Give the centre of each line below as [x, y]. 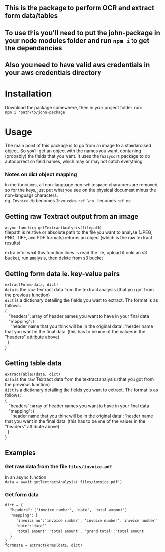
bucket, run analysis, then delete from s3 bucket [54, 258]
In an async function [26, 477]
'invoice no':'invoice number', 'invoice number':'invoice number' [87, 521]
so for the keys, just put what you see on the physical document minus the [81, 190]
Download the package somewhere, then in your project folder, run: [74, 108]
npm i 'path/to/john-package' [36, 113]
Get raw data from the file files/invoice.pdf [59, 467]
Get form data [22, 495]
